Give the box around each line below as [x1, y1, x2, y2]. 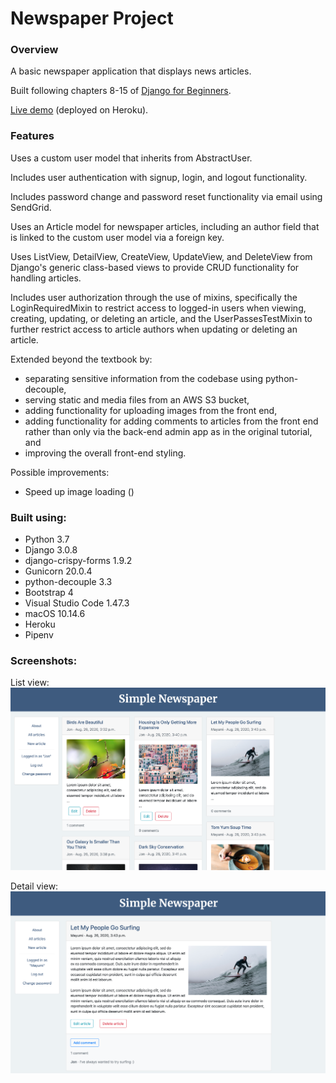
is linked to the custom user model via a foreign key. [10, 231, 225, 243]
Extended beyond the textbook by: [10, 353, 153, 365]
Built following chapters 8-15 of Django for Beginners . [10, 85, 232, 97]
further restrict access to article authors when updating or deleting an [10, 323, 298, 335]
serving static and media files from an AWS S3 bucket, [24, 393, 250, 406]
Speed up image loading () [24, 485, 135, 497]
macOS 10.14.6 [24, 608, 86, 620]
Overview [10, 43, 59, 57]
